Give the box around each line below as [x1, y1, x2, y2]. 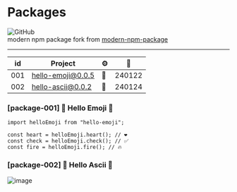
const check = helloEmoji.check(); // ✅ [7, 138, 129, 145]
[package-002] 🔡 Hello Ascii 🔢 [7, 160, 113, 170]
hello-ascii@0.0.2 [31, 82, 92, 92]
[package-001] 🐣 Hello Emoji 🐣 [7, 103, 114, 113]
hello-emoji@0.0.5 [31, 70, 95, 80]
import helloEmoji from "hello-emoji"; [7, 119, 125, 126]
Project [50, 58, 76, 68]
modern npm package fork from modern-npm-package [7, 35, 169, 43]
